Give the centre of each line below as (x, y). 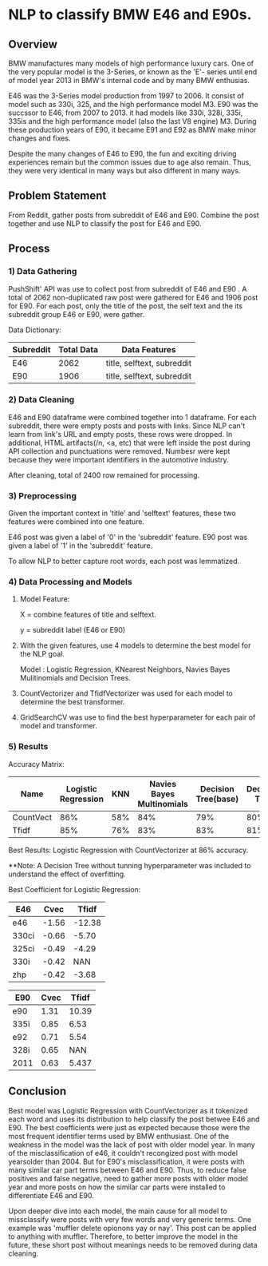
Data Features (149, 349)
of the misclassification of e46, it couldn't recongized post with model (123, 1153)
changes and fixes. (39, 138)
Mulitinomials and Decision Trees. (75, 678)
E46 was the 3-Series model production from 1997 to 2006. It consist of (126, 96)
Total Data (78, 349)
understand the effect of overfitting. (67, 874)
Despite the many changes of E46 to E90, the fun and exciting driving (122, 154)
